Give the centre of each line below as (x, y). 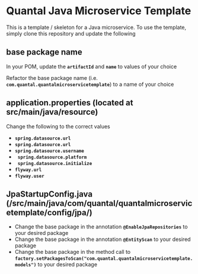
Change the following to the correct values (58, 126)
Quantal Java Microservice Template (99, 11)
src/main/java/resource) (52, 112)
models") (25, 265)
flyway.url (28, 170)
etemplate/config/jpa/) (49, 212)
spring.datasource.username (49, 151)
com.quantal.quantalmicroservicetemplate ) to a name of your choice (90, 84)
